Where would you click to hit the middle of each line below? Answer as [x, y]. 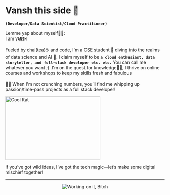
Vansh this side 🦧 [42, 10]
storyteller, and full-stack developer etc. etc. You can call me [76, 62]
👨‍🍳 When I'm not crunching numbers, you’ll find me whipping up [73, 84]
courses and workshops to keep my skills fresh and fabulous [69, 73]
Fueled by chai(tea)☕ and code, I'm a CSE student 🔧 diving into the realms [83, 50]
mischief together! [24, 172]
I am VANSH [16, 38]
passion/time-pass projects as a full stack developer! [60, 89]
